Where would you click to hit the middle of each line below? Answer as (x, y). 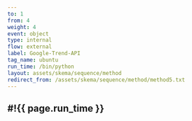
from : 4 (19, 21)
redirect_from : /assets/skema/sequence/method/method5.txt (96, 80)
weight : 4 (22, 27)
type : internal (30, 40)
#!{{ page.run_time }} (56, 108)
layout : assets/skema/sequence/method (64, 73)
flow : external (30, 47)
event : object (28, 34)
